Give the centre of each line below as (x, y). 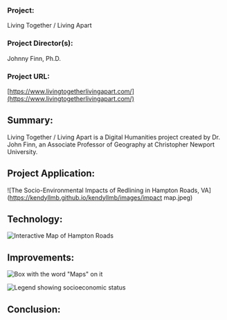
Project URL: (28, 76)
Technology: (35, 219)
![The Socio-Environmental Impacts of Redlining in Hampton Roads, (103, 190)
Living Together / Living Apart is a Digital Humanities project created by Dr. (114, 137)
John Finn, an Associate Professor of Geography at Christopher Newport (111, 144)
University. (22, 151)
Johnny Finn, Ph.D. (34, 58)
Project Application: (51, 174)
